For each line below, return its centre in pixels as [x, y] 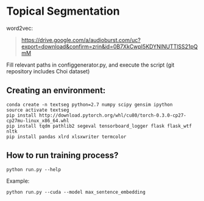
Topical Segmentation [63, 11]
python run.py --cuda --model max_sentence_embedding [76, 192]
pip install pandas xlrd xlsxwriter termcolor [66, 137]
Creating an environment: [56, 91]
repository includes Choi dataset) [48, 71]
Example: [18, 181]
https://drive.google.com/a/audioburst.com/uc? [81, 40]
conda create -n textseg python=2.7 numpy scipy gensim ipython [90, 104]
